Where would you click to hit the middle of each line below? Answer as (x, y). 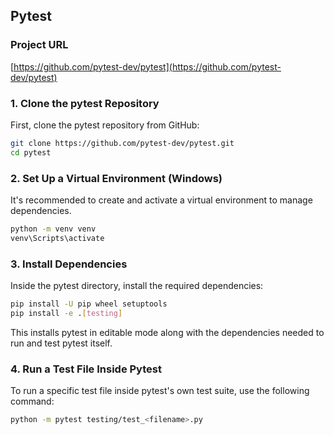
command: (32, 401)
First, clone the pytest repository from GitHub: (105, 125)
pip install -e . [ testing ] (66, 313)
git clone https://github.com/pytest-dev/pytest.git (122, 143)
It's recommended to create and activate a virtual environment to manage (161, 200)
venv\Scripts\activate (57, 238)
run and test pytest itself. (61, 343)
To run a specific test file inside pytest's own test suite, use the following (160, 391)
